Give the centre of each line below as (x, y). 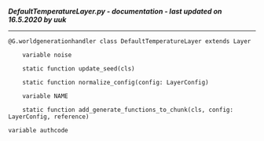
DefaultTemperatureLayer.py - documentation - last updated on (115, 11)
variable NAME (45, 96)
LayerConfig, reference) (49, 117)
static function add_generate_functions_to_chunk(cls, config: (128, 110)
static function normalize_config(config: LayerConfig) (116, 82)
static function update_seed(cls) (79, 69)
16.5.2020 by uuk (37, 20)
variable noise (47, 55)
